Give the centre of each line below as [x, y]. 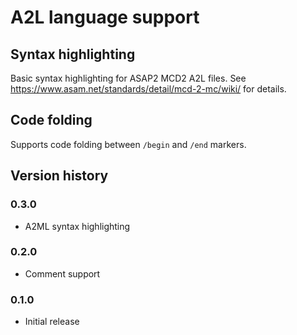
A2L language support [105, 17]
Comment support [62, 273]
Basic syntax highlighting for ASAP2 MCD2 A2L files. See [128, 78]
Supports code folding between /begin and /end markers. [128, 144]
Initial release [52, 322]
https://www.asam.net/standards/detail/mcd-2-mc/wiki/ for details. [148, 89]
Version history [59, 176]
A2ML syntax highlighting [77, 226]
